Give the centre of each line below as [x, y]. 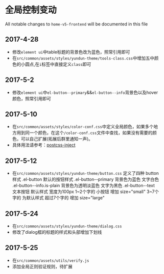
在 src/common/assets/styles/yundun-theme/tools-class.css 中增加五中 [83, 58]
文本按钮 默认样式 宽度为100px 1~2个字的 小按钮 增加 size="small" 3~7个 [85, 192]
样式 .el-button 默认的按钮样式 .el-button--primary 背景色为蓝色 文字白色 [85, 179]
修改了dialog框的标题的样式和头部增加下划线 [57, 232]
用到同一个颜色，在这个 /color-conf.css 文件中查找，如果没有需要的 [84, 133]
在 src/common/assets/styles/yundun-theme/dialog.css [67, 226]
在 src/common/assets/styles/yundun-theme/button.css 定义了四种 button [85, 173]
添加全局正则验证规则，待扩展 [42, 266]
